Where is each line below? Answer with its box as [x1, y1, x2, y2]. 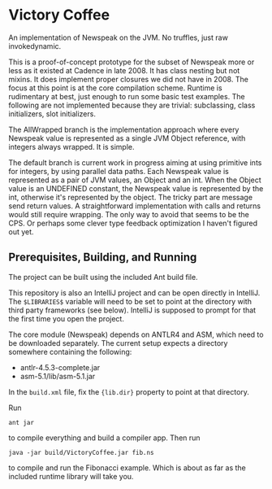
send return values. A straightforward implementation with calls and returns [8, 201, 261, 211]
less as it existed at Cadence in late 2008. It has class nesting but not [8, 65, 240, 75]
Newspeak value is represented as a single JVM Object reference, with [8, 133, 246, 143]
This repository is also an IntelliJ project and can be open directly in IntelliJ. [8, 287, 261, 298]
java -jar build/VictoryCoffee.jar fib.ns [8, 448, 154, 456]
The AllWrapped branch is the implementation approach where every [8, 124, 240, 134]
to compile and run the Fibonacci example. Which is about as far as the [8, 462, 246, 473]
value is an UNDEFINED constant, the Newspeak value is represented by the [8, 183, 264, 193]
